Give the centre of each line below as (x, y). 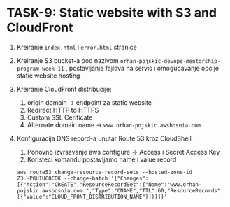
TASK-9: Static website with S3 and (112, 13)
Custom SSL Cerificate (60, 117)
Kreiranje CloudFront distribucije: (64, 89)
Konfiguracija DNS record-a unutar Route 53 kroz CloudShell (104, 138)
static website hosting (48, 76)
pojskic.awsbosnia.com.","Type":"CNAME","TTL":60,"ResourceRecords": (120, 190)
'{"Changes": (130, 178)
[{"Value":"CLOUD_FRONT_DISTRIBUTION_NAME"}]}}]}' (92, 197)
